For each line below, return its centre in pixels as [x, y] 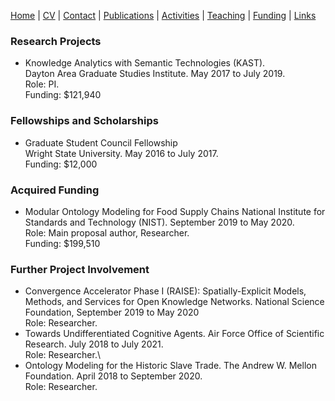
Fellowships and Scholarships [84, 121]
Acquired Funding [55, 190]
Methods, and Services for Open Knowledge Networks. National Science [174, 302]
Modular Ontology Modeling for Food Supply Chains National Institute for [175, 211]
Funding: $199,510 [62, 243]
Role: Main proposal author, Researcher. [107, 232]
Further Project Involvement [80, 269]
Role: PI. [42, 84]
